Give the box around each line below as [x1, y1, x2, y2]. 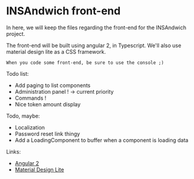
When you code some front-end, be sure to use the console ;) [6, 60, 164, 66]
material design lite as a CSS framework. [6, 48, 106, 55]
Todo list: [6, 70, 29, 77]
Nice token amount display [14, 100, 81, 108]
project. [6, 30, 26, 37]
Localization [14, 124, 45, 131]
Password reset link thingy [14, 130, 81, 137]
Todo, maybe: [6, 112, 40, 119]
